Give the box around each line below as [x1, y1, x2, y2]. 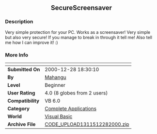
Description [5, 18, 33, 25]
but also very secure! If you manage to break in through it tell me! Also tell [5, 34, 153, 40]
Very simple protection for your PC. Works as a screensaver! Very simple [5, 29, 151, 35]
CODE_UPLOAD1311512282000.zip [45, 121, 129, 127]
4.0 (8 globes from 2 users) [45, 89, 108, 96]
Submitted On [7, 66, 40, 73]
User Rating [7, 89, 35, 96]
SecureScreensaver [50, 4, 112, 12]
